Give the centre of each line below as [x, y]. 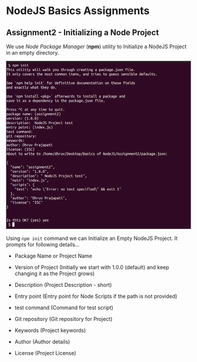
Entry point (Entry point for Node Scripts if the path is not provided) [96, 296]
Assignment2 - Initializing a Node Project [83, 33]
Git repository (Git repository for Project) [63, 319]
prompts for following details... [43, 245]
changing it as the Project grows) [55, 273]
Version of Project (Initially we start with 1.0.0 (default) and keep [92, 268]
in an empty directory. [33, 53]
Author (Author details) [42, 342]
